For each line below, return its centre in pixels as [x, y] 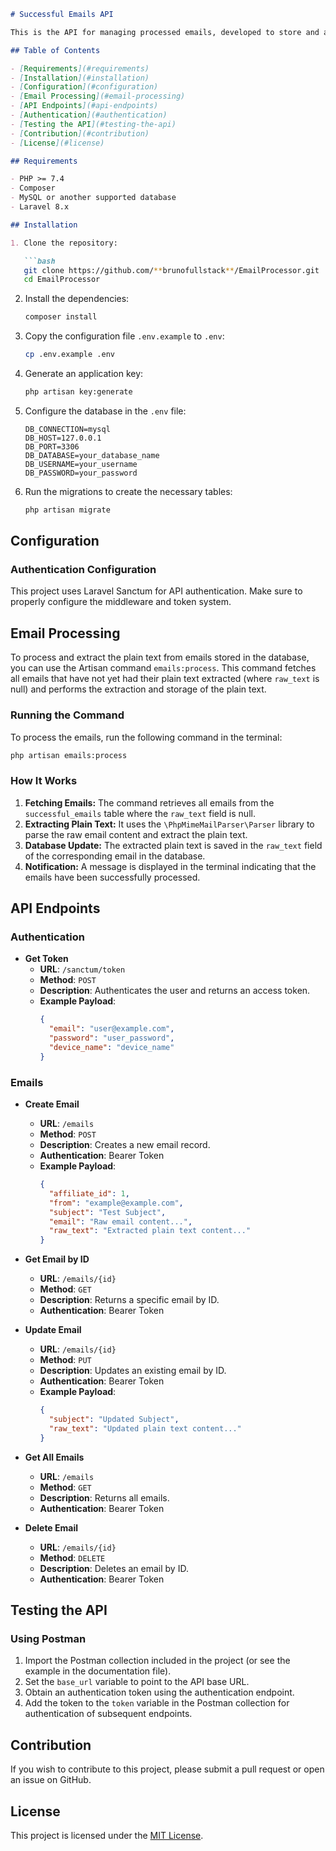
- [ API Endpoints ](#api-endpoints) [84, 106]
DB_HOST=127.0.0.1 [63, 438]
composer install [61, 317]
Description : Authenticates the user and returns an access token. [175, 991]
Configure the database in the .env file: [105, 411]
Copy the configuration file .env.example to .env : [124, 336]
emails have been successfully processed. [112, 877]
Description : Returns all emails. [104, 1497]
